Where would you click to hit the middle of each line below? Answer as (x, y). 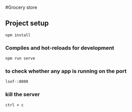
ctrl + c (15, 105)
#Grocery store (21, 7)
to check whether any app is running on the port (66, 71)
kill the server (23, 95)
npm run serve (20, 59)
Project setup (27, 23)
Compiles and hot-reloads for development (60, 48)
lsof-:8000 (17, 82)
